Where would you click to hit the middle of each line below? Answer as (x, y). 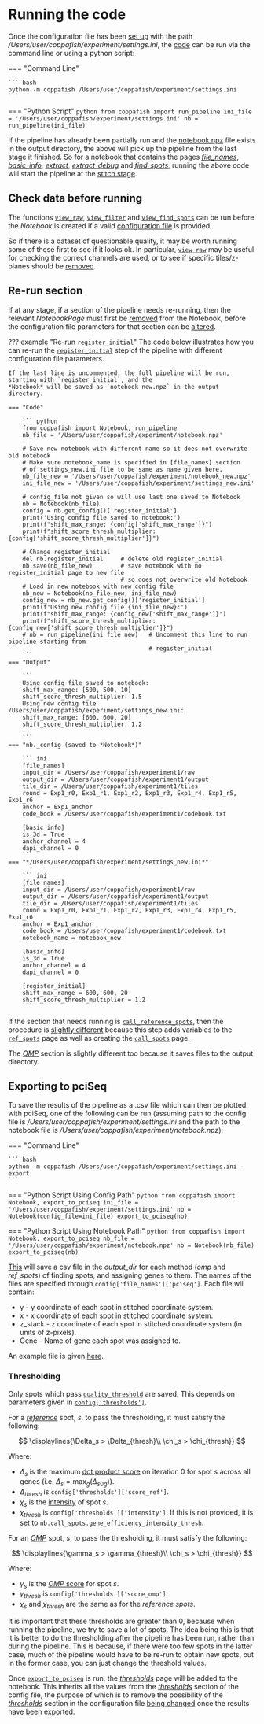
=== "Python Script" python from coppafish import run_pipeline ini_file (130, 111)
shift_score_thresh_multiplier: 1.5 (82, 697)
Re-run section (46, 291)
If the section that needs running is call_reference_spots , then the (116, 1021)
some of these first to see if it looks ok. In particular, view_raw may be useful (131, 249)
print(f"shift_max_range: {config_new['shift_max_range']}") (124, 614)
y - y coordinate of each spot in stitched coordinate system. (116, 1308)
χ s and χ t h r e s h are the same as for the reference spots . (107, 1605)
